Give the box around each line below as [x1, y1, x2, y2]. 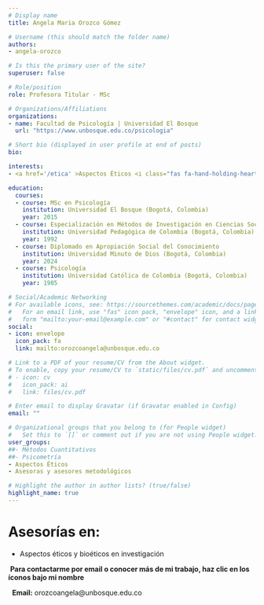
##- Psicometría [8, 453, 61, 461]
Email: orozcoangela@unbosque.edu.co [11, 588, 143, 597]
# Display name [8, 11, 58, 20]
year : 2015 [22, 213, 58, 221]
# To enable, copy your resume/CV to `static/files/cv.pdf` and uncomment [8, 366, 258, 374]
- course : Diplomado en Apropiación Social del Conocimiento [15, 242, 220, 250]
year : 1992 [22, 235, 58, 243]
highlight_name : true [8, 489, 79, 497]
